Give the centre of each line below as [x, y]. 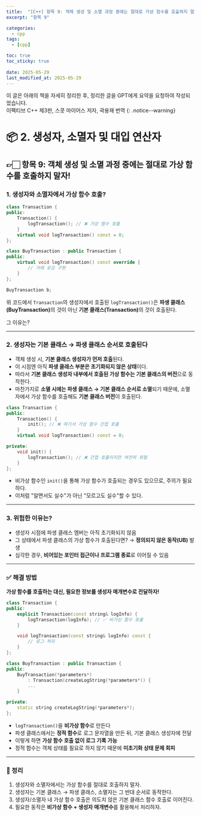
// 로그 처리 [41, 642]
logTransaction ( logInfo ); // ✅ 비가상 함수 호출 [86, 620]
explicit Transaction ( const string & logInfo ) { [77, 614]
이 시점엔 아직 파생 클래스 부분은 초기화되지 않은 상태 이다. [81, 366]
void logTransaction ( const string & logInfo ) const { [84, 636]
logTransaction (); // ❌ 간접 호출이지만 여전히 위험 [88, 457]
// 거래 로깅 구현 [47, 268]
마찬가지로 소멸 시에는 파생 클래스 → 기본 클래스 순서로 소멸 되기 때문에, [97, 389]
